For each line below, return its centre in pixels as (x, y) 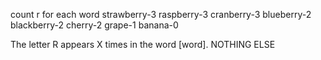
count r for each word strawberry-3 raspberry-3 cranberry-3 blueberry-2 (161, 14)
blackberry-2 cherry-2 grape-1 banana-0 (94, 25)
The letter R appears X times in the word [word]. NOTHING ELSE (143, 44)
